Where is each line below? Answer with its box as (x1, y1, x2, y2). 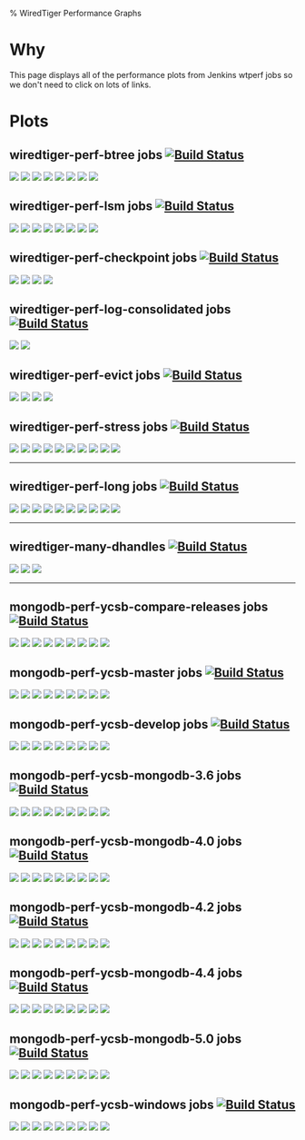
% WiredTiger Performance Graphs (9, 8, 143, 18)
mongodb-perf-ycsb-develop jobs (9, 717, 209, 732)
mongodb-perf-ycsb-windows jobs (9, 1096, 215, 1112)
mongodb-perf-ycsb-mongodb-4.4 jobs (9, 965, 243, 980)
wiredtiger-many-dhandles (9, 540, 166, 555)
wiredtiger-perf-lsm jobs (9, 199, 153, 214)
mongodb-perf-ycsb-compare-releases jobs (9, 600, 269, 615)
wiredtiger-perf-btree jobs (9, 147, 163, 163)
